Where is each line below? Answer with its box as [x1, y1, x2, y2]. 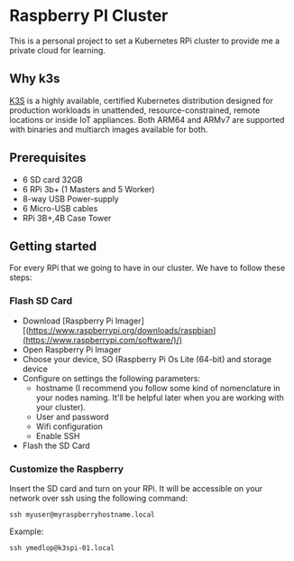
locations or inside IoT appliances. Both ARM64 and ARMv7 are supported [9, 114, 285, 125]
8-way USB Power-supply [22, 193, 119, 204]
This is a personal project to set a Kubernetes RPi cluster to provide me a [9, 35, 280, 46]
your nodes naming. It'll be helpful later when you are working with [35, 392, 284, 403]
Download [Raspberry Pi [22, 315, 114, 326]
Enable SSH [35, 430, 80, 441]
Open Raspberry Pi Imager [22, 344, 122, 355]
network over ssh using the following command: [9, 492, 188, 503]
